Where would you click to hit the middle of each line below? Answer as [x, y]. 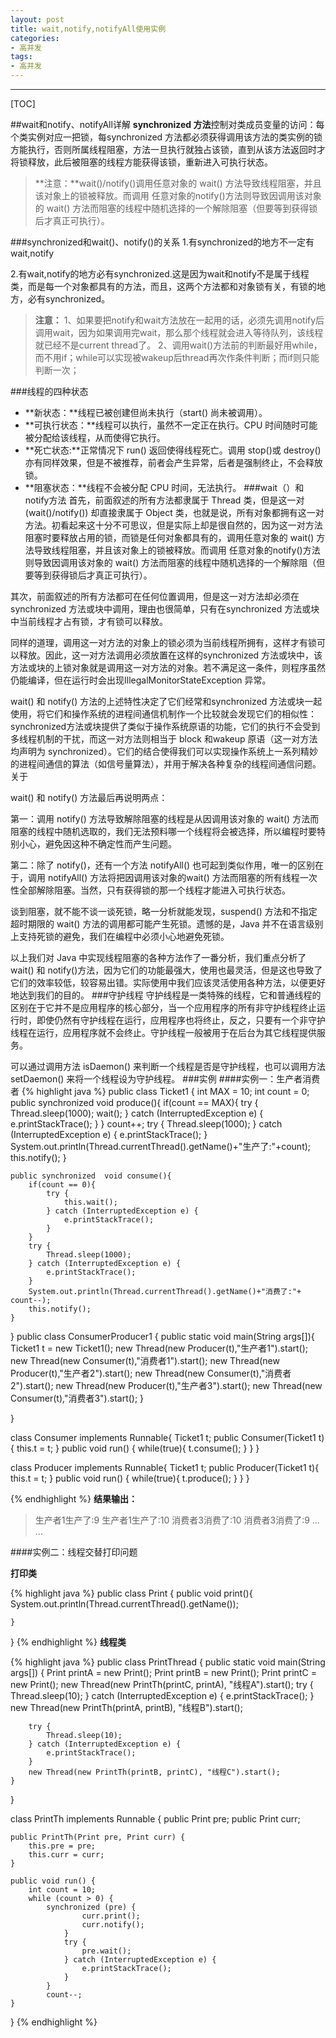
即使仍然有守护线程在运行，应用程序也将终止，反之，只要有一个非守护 [181, 1020]
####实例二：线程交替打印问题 [74, 1552]
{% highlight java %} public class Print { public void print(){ [131, 1593]
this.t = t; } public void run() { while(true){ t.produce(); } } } [130, 1478]
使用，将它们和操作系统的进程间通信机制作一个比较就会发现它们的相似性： [163, 714]
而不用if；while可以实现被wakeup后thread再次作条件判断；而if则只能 [177, 357]
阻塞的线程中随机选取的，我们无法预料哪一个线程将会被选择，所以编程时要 [163, 831]
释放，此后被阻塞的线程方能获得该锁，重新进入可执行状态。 [150, 162]
